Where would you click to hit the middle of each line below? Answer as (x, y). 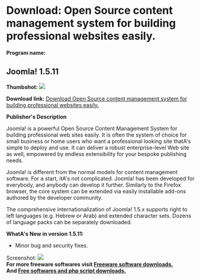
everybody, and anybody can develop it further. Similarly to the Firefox (94, 185)
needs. (15, 160)
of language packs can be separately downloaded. (69, 222)
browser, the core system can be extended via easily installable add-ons (96, 191)
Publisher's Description (36, 117)
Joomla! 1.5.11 (33, 72)
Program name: (26, 52)
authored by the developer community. (55, 198)
